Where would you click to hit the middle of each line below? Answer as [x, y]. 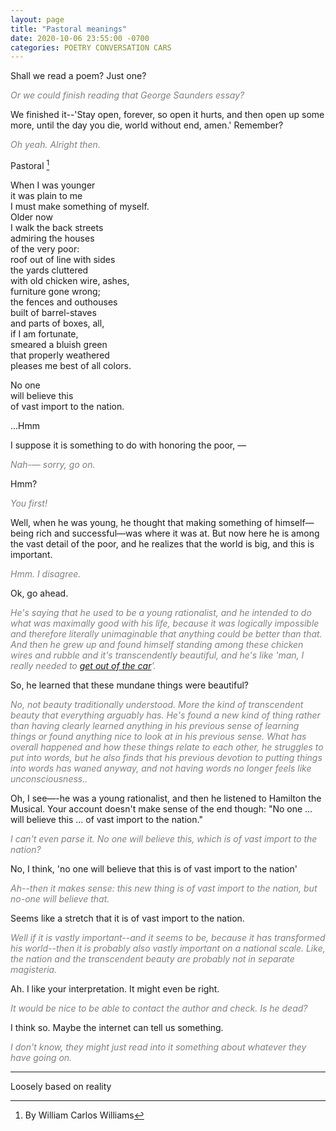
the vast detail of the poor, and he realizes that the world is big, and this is [162, 543]
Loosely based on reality [61, 1086]
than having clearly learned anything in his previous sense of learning [155, 725]
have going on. [41, 1057]
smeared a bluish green [59, 344]
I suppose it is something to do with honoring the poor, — [128, 445]
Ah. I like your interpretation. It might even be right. [115, 988]
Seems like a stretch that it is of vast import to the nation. [127, 918]
